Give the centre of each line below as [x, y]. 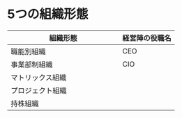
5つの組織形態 [48, 14]
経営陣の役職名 [147, 37]
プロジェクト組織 [39, 90]
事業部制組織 [32, 65]
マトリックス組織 [39, 77]
